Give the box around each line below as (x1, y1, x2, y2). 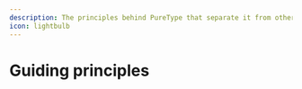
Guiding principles (9, 60, 150, 81)
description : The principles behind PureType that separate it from (9, 13, 271, 22)
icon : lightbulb (9, 22, 70, 31)
